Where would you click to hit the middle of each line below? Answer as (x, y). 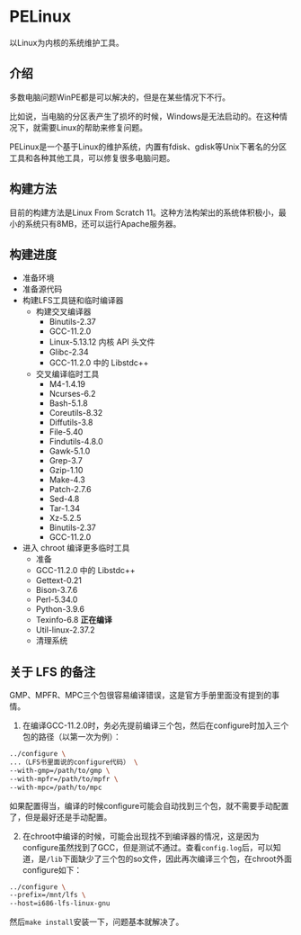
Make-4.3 (67, 480)
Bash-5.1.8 (68, 403)
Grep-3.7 (66, 461)
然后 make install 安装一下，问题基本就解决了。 (97, 922)
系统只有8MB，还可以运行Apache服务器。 (103, 223)
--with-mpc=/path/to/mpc (56, 787)
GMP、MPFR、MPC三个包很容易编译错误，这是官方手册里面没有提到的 (141, 696)
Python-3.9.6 (60, 609)
